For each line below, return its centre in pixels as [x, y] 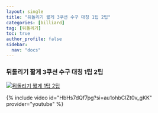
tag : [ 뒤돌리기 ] [24, 28]
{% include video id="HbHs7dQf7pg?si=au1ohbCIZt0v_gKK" [79, 98]
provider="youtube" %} [35, 104]
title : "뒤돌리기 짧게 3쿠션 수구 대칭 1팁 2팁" [59, 17]
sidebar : [17, 45]
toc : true [18, 34]
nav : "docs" [26, 50]
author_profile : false [34, 39]
